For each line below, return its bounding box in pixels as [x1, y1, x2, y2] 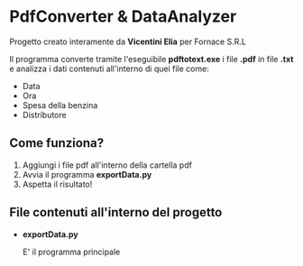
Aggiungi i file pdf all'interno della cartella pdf [22, 160, 192, 170]
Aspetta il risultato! [22, 179, 93, 189]
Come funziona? [9, 135, 105, 151]
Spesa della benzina [22, 99, 98, 110]
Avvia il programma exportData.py [22, 169, 152, 179]
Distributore [22, 109, 67, 120]
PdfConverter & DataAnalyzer [9, 6, 237, 27]
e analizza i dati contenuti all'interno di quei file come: [9, 63, 209, 74]
